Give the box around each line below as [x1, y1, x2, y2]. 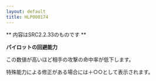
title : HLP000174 [6, 14, 49, 20]
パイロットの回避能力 [6, 43, 57, 50]
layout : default [6, 8, 46, 15]
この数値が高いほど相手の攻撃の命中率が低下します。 [6, 56, 134, 63]
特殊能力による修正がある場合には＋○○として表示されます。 [6, 68, 154, 75]
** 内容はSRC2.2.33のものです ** [6, 31, 87, 38]
